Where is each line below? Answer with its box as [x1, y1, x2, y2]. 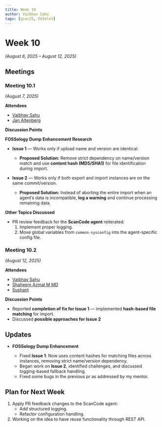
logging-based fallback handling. [19, 368, 86, 374]
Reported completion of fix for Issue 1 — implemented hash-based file [12, 306, 156, 312]
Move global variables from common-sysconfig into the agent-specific [19, 229, 158, 235]
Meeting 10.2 [5, 246, 37, 253]
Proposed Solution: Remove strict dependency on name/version [19, 155, 150, 161]
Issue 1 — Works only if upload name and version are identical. [12, 146, 139, 151]
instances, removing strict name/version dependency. [19, 358, 128, 364]
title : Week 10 [5, 7, 36, 12]
